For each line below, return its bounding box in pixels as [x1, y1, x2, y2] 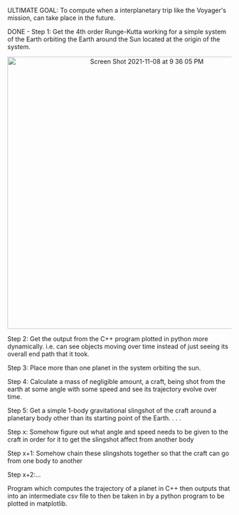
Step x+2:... [7, 470, 41, 479]
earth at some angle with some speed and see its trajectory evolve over [7, 385, 217, 393]
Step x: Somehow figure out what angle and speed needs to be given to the [7, 427, 229, 436]
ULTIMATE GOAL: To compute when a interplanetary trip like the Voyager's [7, 6, 226, 14]
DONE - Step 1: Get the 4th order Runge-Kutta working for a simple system [7, 28, 226, 36]
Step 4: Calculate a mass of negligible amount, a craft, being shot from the [7, 378, 225, 385]
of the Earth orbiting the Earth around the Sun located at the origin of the [7, 35, 221, 43]
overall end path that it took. [7, 350, 90, 358]
